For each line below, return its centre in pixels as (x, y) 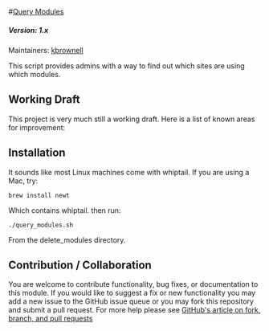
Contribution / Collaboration (80, 265)
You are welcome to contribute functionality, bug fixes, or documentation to (133, 284)
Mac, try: (23, 181)
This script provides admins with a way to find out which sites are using (126, 65)
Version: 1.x (29, 30)
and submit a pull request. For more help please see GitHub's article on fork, (134, 310)
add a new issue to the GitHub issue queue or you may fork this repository (131, 301)
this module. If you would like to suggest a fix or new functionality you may (132, 293)
